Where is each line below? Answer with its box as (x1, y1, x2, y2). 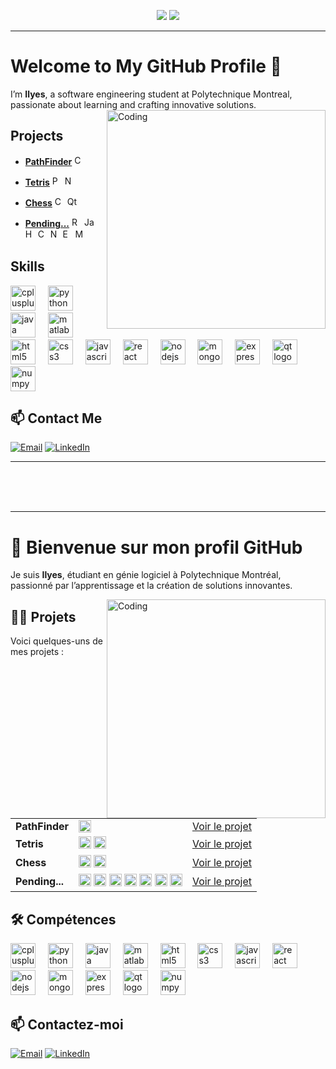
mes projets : (10, 646, 65, 658)
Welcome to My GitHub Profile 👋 (10, 55, 282, 78)
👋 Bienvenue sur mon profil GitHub (10, 536, 303, 559)
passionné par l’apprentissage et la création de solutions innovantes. (10, 580, 293, 592)
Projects (10, 128, 64, 145)
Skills (10, 258, 45, 275)
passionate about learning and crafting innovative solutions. (10, 98, 257, 110)
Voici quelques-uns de (10, 635, 103, 647)
